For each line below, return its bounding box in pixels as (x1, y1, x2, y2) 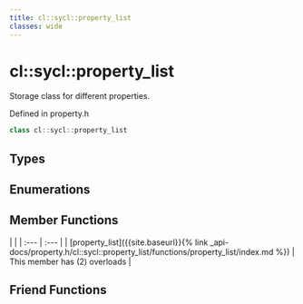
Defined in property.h (9, 108, 90, 119)
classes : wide (9, 22, 64, 31)
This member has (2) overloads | (9, 256, 132, 267)
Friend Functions (9, 282, 107, 298)
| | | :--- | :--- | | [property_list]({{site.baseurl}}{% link (9, 237, 209, 248)
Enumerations (9, 182, 91, 198)
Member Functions (9, 212, 119, 228)
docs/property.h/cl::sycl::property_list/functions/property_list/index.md (9, 246, 274, 257)
